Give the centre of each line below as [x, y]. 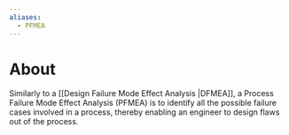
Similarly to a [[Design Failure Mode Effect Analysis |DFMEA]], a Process [142, 94]
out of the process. [44, 122]
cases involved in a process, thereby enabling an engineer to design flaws [144, 112]
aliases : [25, 17]
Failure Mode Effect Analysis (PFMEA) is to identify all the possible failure [143, 103]
